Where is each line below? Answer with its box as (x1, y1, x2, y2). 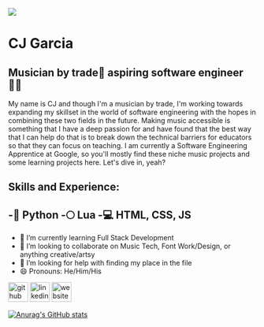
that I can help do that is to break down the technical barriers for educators (8, 132, 252, 142)
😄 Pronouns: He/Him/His (19, 266, 102, 276)
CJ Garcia (8, 35, 74, 53)
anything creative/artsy (19, 250, 95, 259)
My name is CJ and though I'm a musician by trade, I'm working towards (8, 99, 244, 108)
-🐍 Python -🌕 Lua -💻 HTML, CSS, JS (8, 208, 191, 221)
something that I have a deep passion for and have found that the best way (8, 124, 252, 133)
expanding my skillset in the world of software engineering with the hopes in (8, 107, 256, 117)
